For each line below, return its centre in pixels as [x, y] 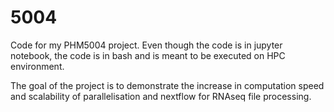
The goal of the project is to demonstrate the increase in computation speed [167, 85]
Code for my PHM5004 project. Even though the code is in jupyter [146, 45]
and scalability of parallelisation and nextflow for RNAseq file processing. [161, 96]
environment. [37, 66]
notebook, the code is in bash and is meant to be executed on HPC [148, 55]
